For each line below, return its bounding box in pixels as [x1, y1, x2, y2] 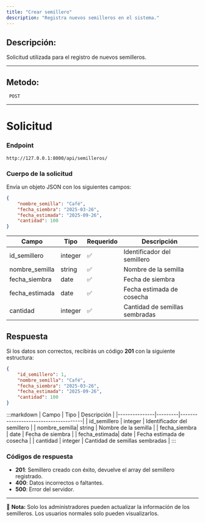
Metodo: [6, 77, 40, 88]
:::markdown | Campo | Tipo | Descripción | [6, 411, 115, 418]
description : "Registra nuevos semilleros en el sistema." [6, 15, 160, 21]
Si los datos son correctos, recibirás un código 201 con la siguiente [6, 347, 176, 355]
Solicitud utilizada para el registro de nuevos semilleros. [6, 53, 146, 61]
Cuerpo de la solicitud [6, 169, 73, 178]
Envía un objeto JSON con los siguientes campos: [6, 183, 132, 190]
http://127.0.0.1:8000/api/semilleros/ [6, 155, 108, 161]
